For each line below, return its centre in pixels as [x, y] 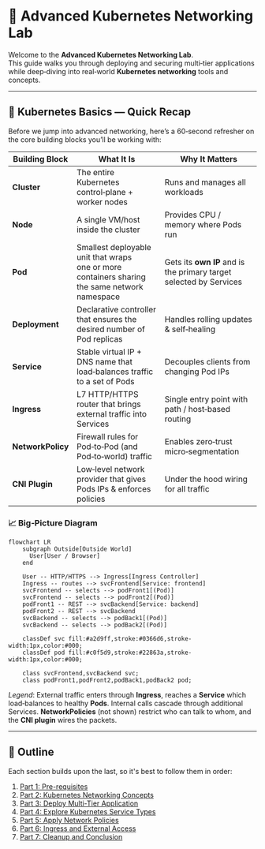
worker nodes [102, 202]
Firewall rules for [107, 436]
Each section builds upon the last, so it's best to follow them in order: [120, 771]
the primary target [198, 271]
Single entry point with [206, 399]
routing [178, 419]
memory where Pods [203, 224]
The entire [95, 172]
